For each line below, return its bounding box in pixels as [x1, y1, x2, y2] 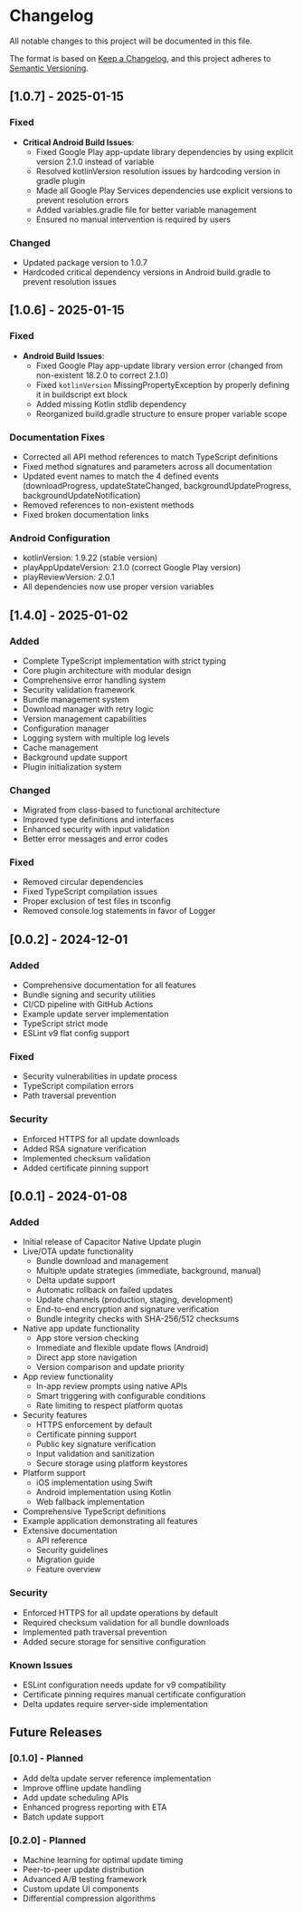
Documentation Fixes [9, 431, 106, 443]
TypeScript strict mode [22, 1018, 109, 1029]
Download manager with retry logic [22, 704, 154, 714]
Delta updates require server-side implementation [22, 1699, 208, 1710]
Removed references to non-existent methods [22, 500, 194, 510]
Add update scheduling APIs [22, 1792, 129, 1802]
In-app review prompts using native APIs [35, 1381, 188, 1392]
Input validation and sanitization [35, 1448, 156, 1460]
